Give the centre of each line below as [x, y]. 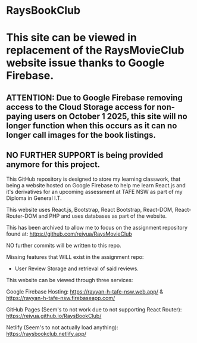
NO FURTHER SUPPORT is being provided [85, 155]
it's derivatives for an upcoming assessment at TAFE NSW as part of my [94, 191]
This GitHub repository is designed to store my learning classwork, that [93, 179]
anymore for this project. [53, 165]
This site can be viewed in [71, 38]
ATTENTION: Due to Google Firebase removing [94, 98]
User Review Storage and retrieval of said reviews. [76, 268]
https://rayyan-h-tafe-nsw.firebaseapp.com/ [61, 298]
